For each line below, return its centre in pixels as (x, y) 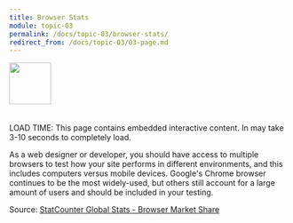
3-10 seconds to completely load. (70, 138)
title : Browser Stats (49, 17)
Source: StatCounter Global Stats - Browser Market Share (115, 210)
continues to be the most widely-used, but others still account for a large (142, 183)
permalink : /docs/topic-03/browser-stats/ (89, 34)
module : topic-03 (41, 26)
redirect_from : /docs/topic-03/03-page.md (89, 42)
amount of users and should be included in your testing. (111, 193)
